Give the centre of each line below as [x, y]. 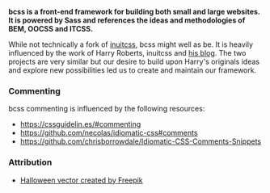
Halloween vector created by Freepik [81, 180]
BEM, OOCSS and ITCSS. [51, 29]
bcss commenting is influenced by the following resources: [107, 109]
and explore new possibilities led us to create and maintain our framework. [133, 70]
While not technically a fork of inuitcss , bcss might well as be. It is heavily [131, 44]
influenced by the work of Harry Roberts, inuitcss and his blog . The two [127, 53]
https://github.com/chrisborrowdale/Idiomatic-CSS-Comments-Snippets [140, 141]
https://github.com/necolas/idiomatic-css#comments [109, 133]
